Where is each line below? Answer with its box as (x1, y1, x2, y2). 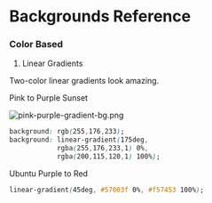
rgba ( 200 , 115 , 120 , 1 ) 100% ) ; (56, 152, 161, 161)
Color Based (9, 38, 64, 51)
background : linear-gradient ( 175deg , (9, 135, 149, 144)
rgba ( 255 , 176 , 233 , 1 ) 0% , (56, 144, 149, 153)
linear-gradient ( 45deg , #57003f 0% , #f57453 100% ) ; (9, 185, 204, 194)
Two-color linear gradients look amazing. (9, 76, 160, 86)
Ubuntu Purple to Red (9, 167, 89, 179)
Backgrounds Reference (9, 6, 192, 27)
